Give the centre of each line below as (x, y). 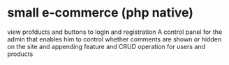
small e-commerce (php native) (101, 13)
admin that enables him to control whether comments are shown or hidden (114, 39)
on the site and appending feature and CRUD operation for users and (106, 46)
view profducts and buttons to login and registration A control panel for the (115, 32)
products (20, 54)
